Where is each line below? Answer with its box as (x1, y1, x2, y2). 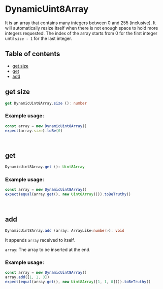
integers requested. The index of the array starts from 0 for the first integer (5, 30, 158, 36)
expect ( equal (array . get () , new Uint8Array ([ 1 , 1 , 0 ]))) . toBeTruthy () (5, 279, 151, 284)
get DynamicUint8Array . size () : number (5, 101, 87, 106)
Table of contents (5, 50, 60, 58)
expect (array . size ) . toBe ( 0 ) (5, 128, 63, 133)
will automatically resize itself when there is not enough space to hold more (5, 25, 159, 31)
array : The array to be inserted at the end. (5, 247, 91, 253)
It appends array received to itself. (5, 237, 75, 243)
